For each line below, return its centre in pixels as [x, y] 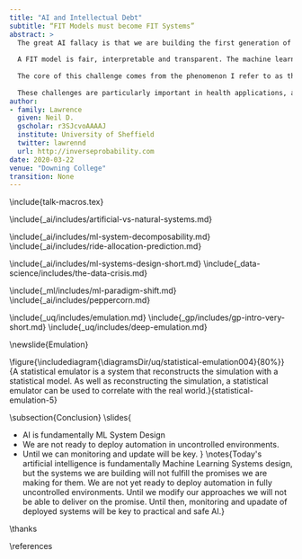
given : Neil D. [46, 118]
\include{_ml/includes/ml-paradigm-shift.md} [93, 291]
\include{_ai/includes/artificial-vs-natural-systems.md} [111, 219]
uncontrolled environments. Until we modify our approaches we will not [155, 492]
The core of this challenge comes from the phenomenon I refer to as [150, 76]
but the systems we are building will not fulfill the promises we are [145, 474]
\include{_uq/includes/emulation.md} [78, 318]
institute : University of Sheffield [86, 135]
